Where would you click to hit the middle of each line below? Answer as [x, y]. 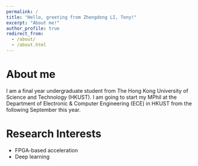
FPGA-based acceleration [46, 150]
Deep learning [32, 156]
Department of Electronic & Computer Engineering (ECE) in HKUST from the [99, 103]
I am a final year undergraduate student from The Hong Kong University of [97, 90]
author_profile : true [33, 28]
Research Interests [54, 134]
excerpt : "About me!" [33, 23]
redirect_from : [25, 34]
